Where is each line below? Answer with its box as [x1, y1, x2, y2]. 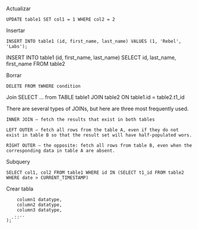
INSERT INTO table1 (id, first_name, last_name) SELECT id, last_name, [6, 54, 177, 61]
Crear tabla [6, 185, 34, 192]
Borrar [6, 72, 22, 79]
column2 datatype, [17, 202, 62, 208]
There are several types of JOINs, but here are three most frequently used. [6, 105, 189, 112]
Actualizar [6, 5, 31, 12]
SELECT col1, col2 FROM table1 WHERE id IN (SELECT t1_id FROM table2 [6, 170, 184, 176]
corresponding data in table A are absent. [6, 148, 116, 154]
